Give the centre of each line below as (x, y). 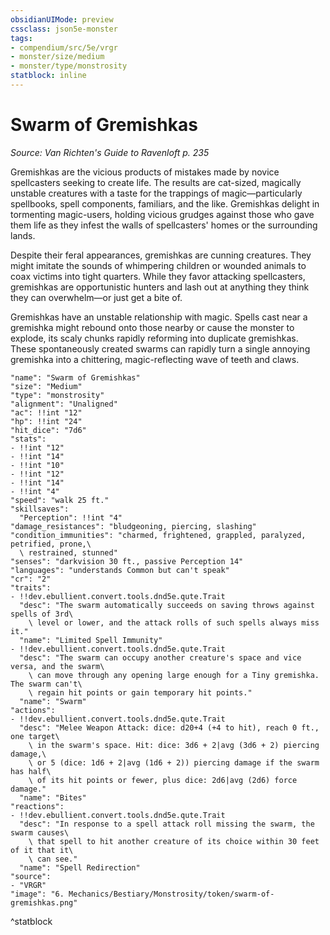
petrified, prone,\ (51, 544)
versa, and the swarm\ (57, 666)
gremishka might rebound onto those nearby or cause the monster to (152, 327)
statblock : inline (48, 76)
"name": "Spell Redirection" (80, 867)
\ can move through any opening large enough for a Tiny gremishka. (174, 675)
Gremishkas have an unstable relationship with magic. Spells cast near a (159, 317)
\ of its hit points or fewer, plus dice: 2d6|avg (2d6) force (163, 780)
